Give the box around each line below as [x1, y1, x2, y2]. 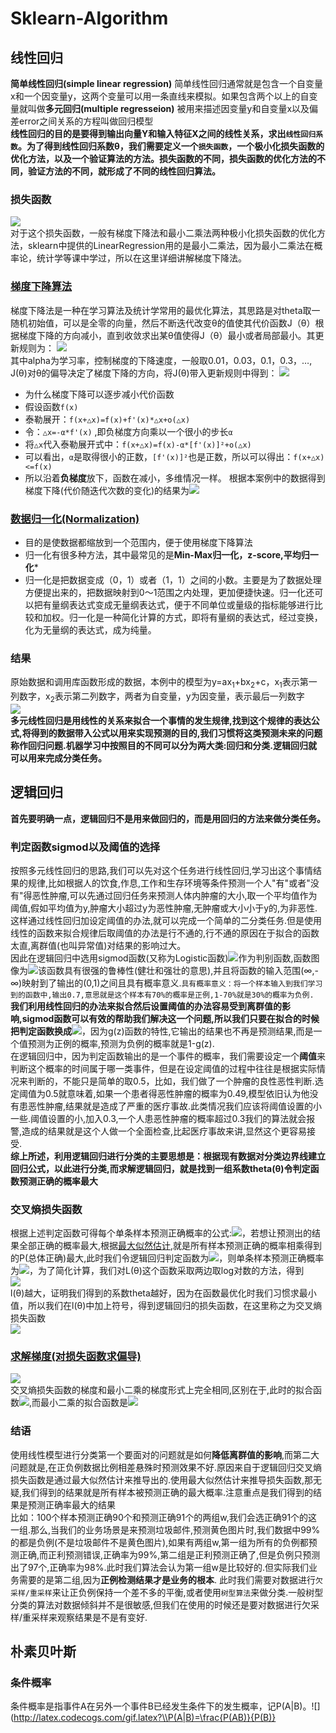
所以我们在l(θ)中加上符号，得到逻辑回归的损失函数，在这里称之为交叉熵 [27, 1300, 323, 1312]
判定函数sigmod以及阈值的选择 [10, 840, 161, 854]
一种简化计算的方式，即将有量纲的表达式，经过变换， [103, 611, 323, 623]
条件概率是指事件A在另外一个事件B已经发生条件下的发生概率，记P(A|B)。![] [10, 1700, 321, 1712]
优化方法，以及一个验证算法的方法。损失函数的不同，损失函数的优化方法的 [10, 153, 317, 164]
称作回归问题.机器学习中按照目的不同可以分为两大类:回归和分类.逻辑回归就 [10, 739, 318, 751]
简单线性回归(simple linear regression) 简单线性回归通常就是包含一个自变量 [10, 78, 324, 89]
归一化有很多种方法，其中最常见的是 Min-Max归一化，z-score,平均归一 [24, 548, 319, 561]
